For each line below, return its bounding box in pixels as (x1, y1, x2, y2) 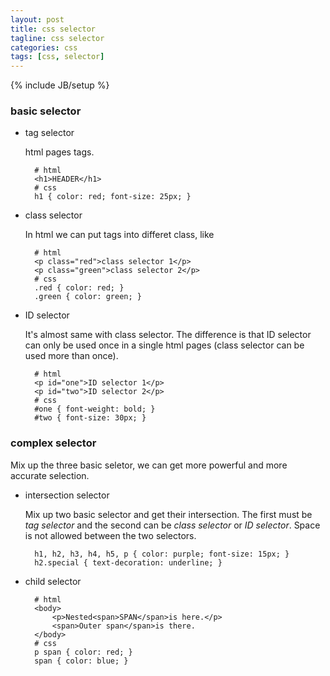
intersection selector (24, 489, 110, 501)
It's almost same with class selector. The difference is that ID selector (24, 329, 312, 341)
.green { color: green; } (34, 292, 142, 302)
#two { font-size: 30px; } (34, 413, 147, 423)
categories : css (10, 42, 78, 53)
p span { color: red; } (34, 647, 133, 657)
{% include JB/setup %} (10, 79, 110, 91)
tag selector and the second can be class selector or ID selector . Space (24, 519, 321, 531)
